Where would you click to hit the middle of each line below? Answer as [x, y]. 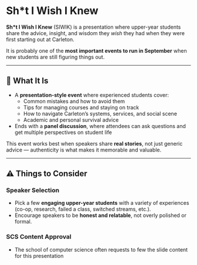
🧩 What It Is [27, 81]
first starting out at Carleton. [40, 39]
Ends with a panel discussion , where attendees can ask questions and [100, 126]
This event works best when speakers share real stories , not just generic [94, 143]
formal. [23, 222]
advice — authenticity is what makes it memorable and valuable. [84, 150]
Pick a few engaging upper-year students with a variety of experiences [102, 203]
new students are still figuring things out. [55, 57]
